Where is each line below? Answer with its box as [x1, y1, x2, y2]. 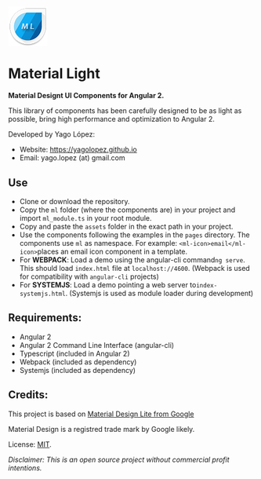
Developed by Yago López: [8, 130, 96, 139]
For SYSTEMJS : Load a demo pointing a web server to [19, 280, 197, 289]
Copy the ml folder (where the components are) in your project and [19, 205, 236, 214]
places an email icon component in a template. [37, 247, 188, 256]
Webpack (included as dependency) [19, 357, 137, 367]
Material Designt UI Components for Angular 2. [8, 91, 165, 101]
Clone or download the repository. [19, 196, 131, 206]
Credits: [8, 388, 49, 402]
